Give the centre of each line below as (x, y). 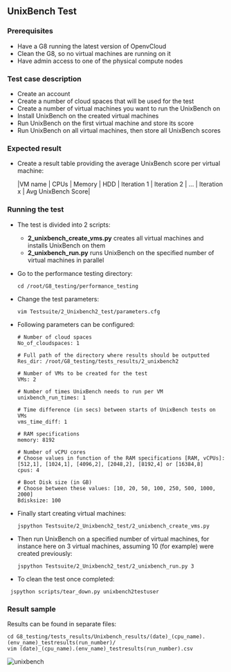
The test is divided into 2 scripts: (64, 225)
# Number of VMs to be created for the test (82, 373)
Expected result (34, 148)
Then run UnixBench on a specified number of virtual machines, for (113, 539)
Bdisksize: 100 (39, 501)
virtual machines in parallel (66, 260)
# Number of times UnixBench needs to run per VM (90, 391)
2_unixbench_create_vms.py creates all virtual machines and (115, 238)
